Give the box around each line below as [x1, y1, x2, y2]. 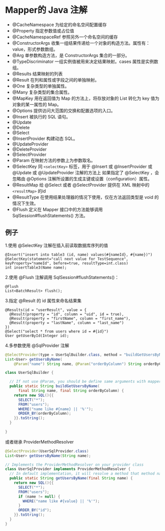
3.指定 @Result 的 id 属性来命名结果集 [5, 298, 82, 304]
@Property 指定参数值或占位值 [12, 28, 75, 33]
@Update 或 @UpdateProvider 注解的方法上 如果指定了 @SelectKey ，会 [12, 169, 160, 175]
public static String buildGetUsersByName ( [9, 384, 100, 389]
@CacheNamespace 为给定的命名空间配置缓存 [12, 22, 107, 28]
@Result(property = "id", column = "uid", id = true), [9, 311, 124, 317]
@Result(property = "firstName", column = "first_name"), [9, 316, 131, 321]
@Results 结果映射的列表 [12, 71, 63, 77]
